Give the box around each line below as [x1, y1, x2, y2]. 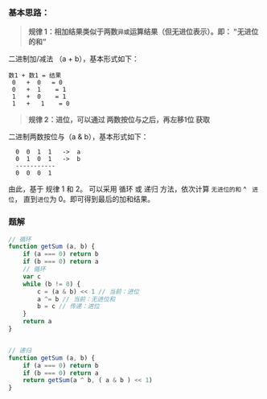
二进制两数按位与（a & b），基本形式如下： [8, 132, 149, 142]
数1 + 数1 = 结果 [8, 72, 62, 80]
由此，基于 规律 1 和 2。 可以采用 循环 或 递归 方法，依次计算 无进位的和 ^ [8, 184, 247, 194]
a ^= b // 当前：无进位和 [37, 295, 116, 303]
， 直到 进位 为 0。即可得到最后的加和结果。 [14, 195, 155, 204]
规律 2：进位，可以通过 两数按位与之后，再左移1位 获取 [27, 115, 211, 125]
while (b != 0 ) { [23, 280, 81, 288]
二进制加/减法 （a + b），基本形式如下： [8, 54, 139, 64]
